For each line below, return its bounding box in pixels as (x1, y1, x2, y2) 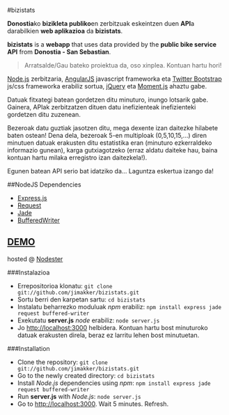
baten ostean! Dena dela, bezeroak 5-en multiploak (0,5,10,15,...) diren (7, 132, 207, 139)
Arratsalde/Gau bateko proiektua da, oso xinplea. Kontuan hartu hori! (24, 61, 222, 69)
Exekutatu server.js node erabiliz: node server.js (17, 316, 160, 324)
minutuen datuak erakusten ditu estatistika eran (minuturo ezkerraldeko (7, 139, 212, 147)
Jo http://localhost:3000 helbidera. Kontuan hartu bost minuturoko (17, 323, 208, 331)
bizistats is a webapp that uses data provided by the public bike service (7, 40, 217, 48)
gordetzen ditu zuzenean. (7, 111, 81, 118)
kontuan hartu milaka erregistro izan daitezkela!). (7, 153, 148, 162)
